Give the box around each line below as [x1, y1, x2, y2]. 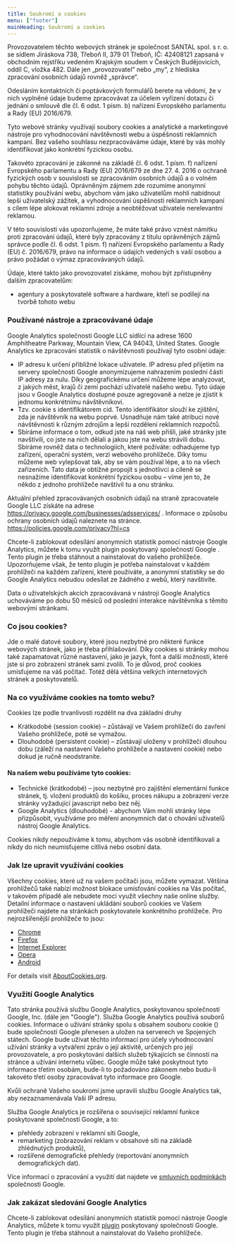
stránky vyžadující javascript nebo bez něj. [17, 799, 142, 807]
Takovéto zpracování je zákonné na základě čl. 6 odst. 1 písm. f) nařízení [7, 159, 218, 167]
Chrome [17, 928, 42, 936]
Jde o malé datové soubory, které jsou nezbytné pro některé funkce [7, 637, 204, 646]
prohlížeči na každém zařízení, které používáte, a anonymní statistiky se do [7, 567, 225, 576]
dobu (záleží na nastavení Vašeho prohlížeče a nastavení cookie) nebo [17, 745, 223, 753]
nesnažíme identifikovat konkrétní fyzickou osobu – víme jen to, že [17, 473, 211, 481]
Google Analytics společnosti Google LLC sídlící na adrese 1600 [7, 331, 192, 340]
